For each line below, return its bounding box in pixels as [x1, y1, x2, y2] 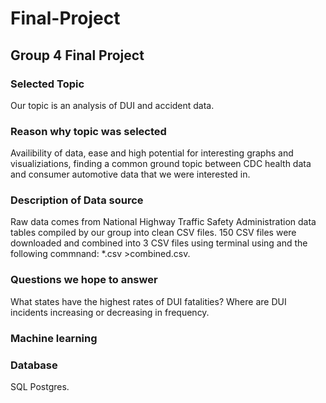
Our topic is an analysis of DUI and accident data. [10, 99, 215, 111]
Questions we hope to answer [10, 273, 158, 287]
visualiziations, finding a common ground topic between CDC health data [10, 158, 312, 170]
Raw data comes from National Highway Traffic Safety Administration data [10, 216, 317, 228]
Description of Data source [10, 193, 144, 207]
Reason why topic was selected [10, 124, 167, 138]
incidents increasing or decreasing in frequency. [10, 306, 210, 318]
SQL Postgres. [10, 380, 70, 392]
